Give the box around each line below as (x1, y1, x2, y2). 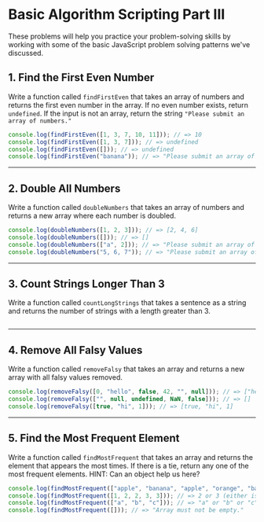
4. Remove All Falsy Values (8, 344, 143, 357)
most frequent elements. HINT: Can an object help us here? (8, 469, 200, 479)
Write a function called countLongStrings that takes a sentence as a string (8, 298, 247, 307)
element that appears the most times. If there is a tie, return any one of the (8, 461, 249, 470)
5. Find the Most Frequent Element (8, 432, 180, 445)
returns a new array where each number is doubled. (8, 211, 177, 221)
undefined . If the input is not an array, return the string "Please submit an (8, 108, 245, 118)
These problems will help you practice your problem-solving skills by (8, 31, 231, 41)
